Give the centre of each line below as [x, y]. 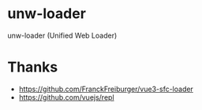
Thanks [33, 67]
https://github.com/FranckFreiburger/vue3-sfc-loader [106, 89]
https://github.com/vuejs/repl [67, 97]
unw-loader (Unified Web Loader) [62, 35]
